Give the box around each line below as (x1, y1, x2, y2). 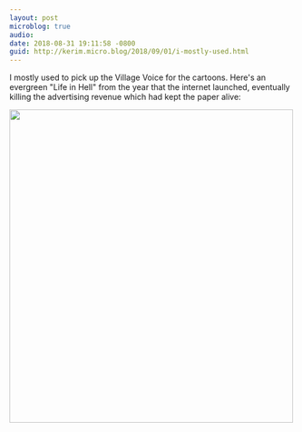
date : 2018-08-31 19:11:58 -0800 (9, 38, 136, 48)
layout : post (9, 13, 59, 23)
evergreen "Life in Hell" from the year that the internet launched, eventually (9, 82, 290, 93)
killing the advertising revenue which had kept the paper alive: (9, 92, 242, 103)
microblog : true (9, 22, 71, 31)
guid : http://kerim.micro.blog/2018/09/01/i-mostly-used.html (9, 47, 249, 56)
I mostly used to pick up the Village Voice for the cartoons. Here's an (9, 72, 267, 83)
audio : (9, 30, 34, 39)
